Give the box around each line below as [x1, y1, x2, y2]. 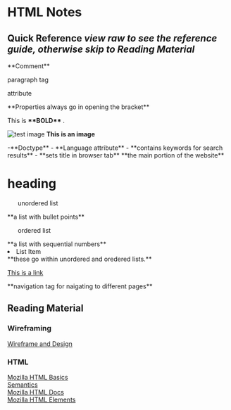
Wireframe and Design [7, 339, 73, 348]
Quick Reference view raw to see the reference [7, 32, 218, 44]
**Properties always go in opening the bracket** [7, 103, 150, 111]
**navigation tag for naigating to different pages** [7, 282, 153, 290]
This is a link [7, 268, 44, 276]
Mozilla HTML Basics [7, 373, 68, 381]
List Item [16, 247, 42, 255]
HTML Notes [7, 4, 82, 20]
